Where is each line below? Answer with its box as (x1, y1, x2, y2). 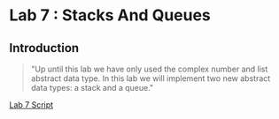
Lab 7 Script (9, 100, 54, 110)
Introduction (9, 41, 80, 56)
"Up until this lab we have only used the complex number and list (30, 63, 268, 74)
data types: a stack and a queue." (30, 83, 154, 93)
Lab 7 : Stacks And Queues (9, 5, 211, 26)
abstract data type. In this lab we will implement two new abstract (30, 73, 271, 84)
